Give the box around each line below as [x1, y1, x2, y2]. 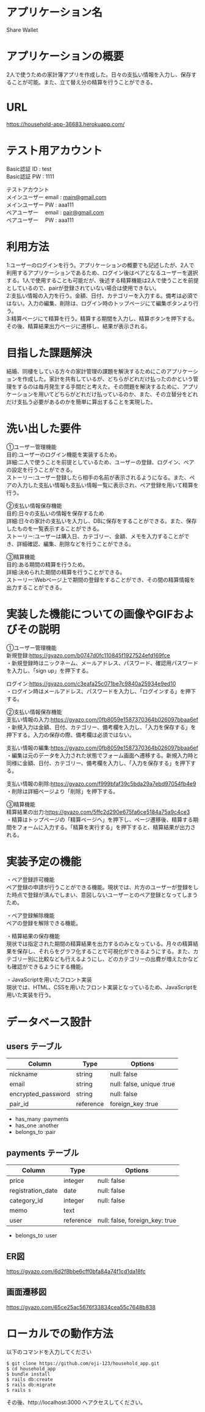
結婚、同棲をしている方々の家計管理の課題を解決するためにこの [6, 367, 167, 375]
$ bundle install [6, 1371, 51, 1377]
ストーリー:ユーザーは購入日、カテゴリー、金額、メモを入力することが [6, 532, 184, 540]
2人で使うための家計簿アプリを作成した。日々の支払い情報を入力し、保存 [6, 71, 192, 78]
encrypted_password [9, 1090, 70, 1099]
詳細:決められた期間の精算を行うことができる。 [6, 568, 126, 576]
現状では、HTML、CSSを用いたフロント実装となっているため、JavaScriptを [6, 984, 198, 991]
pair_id [9, 1100, 29, 1108]
